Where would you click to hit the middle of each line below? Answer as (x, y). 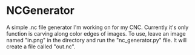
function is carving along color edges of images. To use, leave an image (96, 33)
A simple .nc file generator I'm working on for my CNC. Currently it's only (97, 27)
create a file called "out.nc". (41, 47)
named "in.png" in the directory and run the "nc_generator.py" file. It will (96, 40)
